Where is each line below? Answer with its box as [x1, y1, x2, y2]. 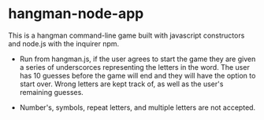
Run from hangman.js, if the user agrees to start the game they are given [19, 54, 256, 64]
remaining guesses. [19, 87, 84, 96]
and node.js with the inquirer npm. [8, 38, 120, 48]
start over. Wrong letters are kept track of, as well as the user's [19, 79, 224, 89]
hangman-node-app [8, 5, 144, 23]
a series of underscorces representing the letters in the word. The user [19, 62, 250, 71]
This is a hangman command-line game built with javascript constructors [8, 31, 245, 40]
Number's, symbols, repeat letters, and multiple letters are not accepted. [19, 103, 256, 112]
